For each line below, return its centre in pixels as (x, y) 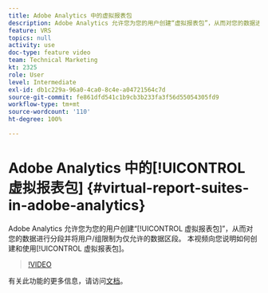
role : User (26, 75)
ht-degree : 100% (35, 119)
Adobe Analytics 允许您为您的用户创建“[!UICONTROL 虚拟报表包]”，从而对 (131, 229)
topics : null (30, 38)
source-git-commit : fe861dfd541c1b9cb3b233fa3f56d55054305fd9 (114, 97)
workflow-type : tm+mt (44, 104)
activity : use (32, 45)
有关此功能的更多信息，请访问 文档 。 (68, 280)
